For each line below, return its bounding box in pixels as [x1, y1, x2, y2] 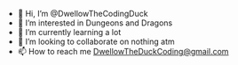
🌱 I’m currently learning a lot [17, 27, 122, 37]
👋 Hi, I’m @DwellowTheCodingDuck [17, 9, 148, 18]
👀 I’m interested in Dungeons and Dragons [17, 18, 173, 28]
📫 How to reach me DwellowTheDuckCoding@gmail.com [17, 47, 229, 56]
